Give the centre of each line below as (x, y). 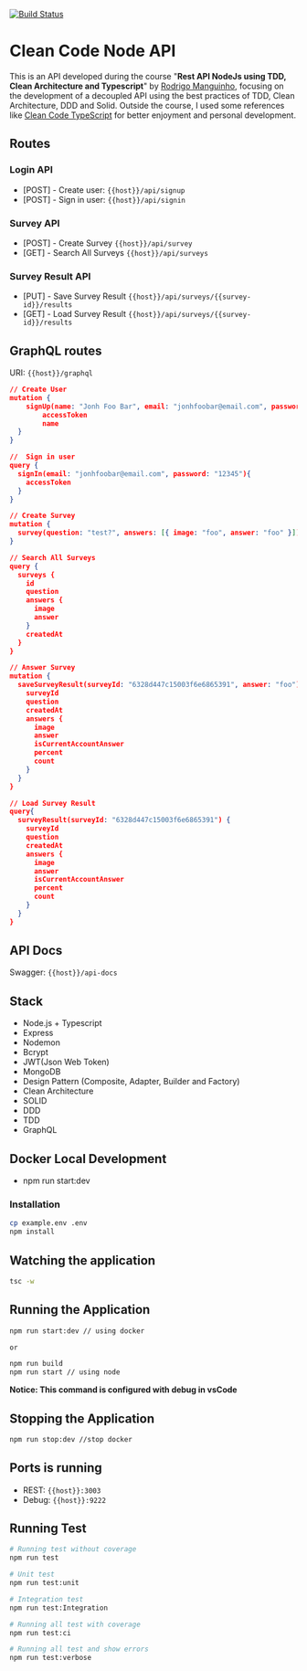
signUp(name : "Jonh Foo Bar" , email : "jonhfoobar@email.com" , (147, 407)
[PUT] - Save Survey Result (74, 296)
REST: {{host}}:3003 (62, 1490)
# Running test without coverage (73, 1549)
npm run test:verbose (51, 1658)
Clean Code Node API (93, 51)
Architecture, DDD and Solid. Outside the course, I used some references (147, 105)
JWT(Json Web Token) (66, 1062)
